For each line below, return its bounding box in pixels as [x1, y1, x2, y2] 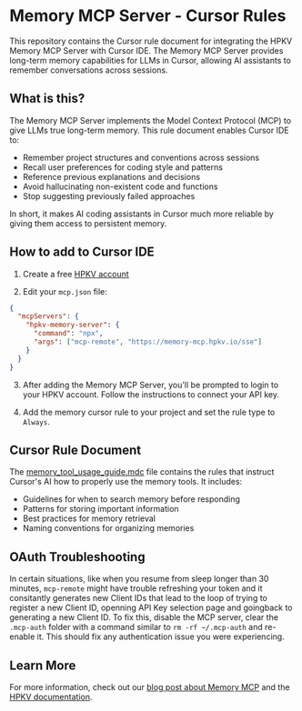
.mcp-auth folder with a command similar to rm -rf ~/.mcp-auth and [9, 622, 264, 633]
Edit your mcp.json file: [22, 285, 107, 296]
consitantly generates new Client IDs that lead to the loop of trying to [9, 593, 268, 604]
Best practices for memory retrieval [22, 513, 156, 524]
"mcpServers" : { [17, 312, 79, 321]
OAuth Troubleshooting [9, 549, 146, 565]
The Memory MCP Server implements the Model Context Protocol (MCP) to [9, 115, 292, 125]
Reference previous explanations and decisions [22, 171, 201, 182]
